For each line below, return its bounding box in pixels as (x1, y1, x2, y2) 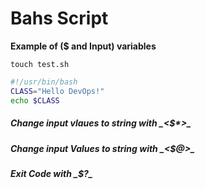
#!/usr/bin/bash (10, 77, 78, 87)
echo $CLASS (10, 95, 60, 106)
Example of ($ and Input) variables (10, 40, 157, 52)
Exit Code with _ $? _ (10, 167, 93, 179)
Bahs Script (10, 7, 109, 30)
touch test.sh (10, 59, 70, 69)
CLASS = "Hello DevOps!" (10, 86, 105, 96)
